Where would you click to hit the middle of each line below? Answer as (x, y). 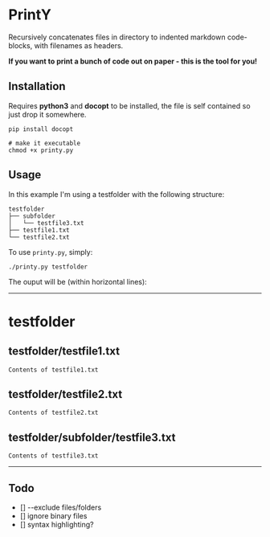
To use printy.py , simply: (51, 252)
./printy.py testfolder (48, 267)
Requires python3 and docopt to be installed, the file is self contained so (129, 105)
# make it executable (45, 143)
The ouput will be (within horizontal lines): (78, 281)
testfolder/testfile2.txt (65, 394)
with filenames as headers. (79, 45)
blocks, (20, 45)
